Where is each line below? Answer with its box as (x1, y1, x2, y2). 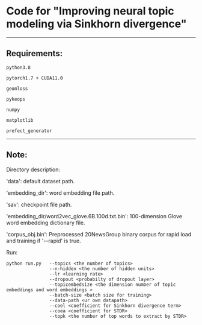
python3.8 (6, 65, 31, 71)
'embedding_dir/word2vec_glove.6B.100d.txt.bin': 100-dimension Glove (6, 212, 182, 219)
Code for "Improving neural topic (6, 4, 174, 18)
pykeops (6, 96, 26, 102)
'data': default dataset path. (6, 177, 75, 185)
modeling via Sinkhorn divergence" (6, 17, 187, 31)
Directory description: (6, 166, 60, 173)
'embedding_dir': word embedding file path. (6, 189, 115, 197)
